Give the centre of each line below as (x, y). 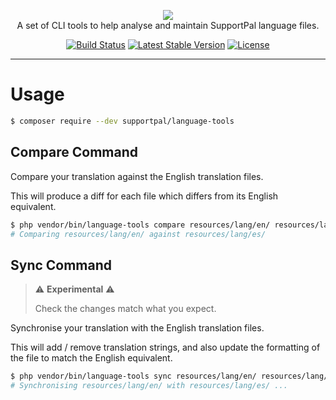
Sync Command (61, 265)
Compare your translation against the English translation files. (137, 176)
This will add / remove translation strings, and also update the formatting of (165, 347)
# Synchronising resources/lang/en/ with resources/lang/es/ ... (149, 386)
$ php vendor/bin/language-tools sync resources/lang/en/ (133, 376)
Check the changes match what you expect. (125, 309)
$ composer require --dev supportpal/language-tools (122, 121)
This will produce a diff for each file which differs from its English (144, 196)
